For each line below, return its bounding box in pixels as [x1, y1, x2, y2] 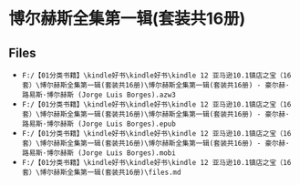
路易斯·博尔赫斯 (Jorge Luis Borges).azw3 [21, 90, 177, 99]
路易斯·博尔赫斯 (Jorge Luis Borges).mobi [21, 149, 177, 158]
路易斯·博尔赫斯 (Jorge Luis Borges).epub [21, 119, 177, 128]
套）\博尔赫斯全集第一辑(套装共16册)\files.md [21, 168, 181, 177]
